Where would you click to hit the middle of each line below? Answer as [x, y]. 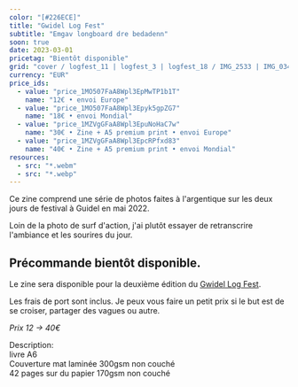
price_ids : [29, 83]
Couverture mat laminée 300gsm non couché [92, 364]
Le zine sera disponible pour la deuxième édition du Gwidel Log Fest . [135, 284]
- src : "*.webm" [47, 166]
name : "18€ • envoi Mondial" [79, 116]
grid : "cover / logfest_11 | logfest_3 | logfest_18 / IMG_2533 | [134, 67]
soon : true [29, 42]
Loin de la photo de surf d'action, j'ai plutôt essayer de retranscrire [131, 226]
